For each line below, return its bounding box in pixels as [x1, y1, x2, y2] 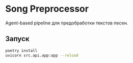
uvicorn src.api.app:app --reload [5, 53, 79, 58]
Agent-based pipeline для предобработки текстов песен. [5, 20, 128, 26]
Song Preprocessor [5, 3, 89, 15]
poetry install [5, 48, 38, 53]
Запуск [5, 35, 30, 43]
